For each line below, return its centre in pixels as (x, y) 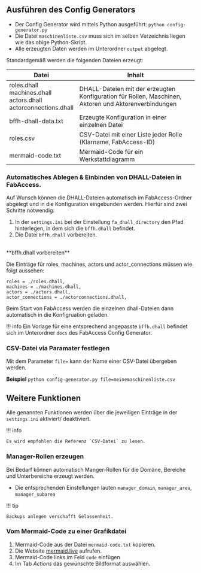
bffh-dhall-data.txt (36, 121)
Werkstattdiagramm (107, 159)
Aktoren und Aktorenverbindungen (128, 104)
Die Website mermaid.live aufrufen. (58, 551)
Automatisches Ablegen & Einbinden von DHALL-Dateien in (94, 177)
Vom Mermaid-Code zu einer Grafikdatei (66, 531)
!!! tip (13, 505)
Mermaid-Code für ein (111, 151)
